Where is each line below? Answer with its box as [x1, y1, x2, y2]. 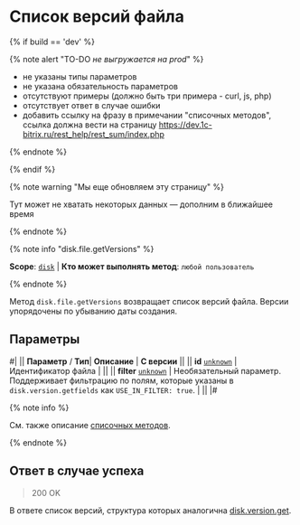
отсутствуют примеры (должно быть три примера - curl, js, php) [22, 90, 272, 101]
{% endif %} [9, 164, 56, 174]
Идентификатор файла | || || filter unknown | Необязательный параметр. [9, 365, 282, 376]
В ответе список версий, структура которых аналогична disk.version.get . [9, 504, 292, 516]
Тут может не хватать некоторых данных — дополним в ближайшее [9, 199, 274, 210]
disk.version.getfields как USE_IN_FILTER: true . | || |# [9, 384, 218, 395]
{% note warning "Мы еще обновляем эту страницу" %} [9, 181, 224, 192]
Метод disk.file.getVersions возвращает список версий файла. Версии [9, 295, 289, 306]
